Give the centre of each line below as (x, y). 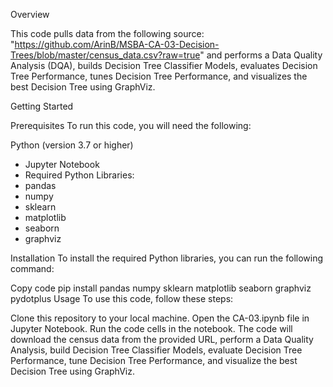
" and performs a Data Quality (261, 55)
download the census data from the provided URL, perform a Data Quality (162, 339)
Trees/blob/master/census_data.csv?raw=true (105, 55)
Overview (30, 14)
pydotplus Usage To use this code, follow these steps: (122, 298)
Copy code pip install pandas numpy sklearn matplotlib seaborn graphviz (161, 288)
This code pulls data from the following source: (107, 33)
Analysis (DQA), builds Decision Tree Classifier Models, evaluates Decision (164, 65)
